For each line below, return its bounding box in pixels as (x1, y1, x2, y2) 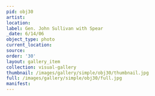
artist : (6, 14, 26, 20)
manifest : (6, 81, 31, 87)
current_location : (6, 42, 52, 48)
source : (6, 48, 26, 54)
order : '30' (6, 53, 36, 59)
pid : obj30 (6, 8, 34, 15)
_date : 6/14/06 (6, 31, 44, 37)
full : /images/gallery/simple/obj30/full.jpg (6, 75, 122, 81)
